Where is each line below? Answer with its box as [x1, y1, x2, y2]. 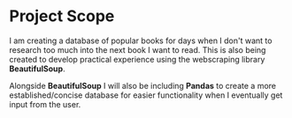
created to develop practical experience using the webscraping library [9, 54, 265, 64]
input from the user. [9, 99, 81, 109]
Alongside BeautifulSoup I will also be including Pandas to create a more [9, 80, 277, 91]
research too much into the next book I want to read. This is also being [9, 44, 266, 55]
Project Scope [9, 6, 115, 26]
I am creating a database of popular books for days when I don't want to [9, 35, 273, 46]
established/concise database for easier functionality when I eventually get [9, 90, 283, 100]
